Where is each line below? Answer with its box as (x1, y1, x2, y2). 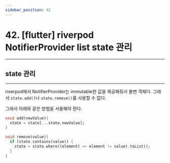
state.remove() (40, 96, 73, 101)
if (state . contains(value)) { (10, 139, 73, 144)
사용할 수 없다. (77, 95, 106, 101)
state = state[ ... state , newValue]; (10, 120, 85, 126)
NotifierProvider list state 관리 (5, 42, 133, 53)
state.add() (10, 96, 36, 101)
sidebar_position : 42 (5, 7, 51, 13)
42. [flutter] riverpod (5, 29, 94, 40)
